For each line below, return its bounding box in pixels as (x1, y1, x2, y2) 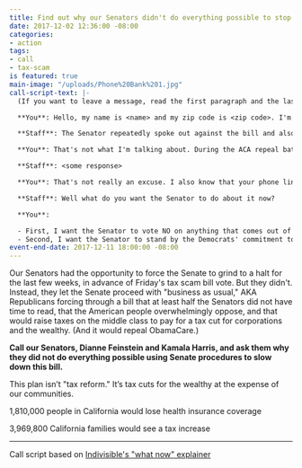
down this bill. (9, 361, 63, 373)
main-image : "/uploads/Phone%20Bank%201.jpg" (9, 80, 182, 89)
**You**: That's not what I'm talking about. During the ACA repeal (17, 146, 280, 155)
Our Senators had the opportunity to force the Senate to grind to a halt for (9, 268, 283, 278)
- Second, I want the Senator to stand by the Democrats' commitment (17, 234, 283, 243)
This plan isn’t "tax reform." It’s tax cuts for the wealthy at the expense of (9, 379, 280, 390)
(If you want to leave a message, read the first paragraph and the (17, 96, 280, 106)
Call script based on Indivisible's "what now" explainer (9, 449, 211, 460)
